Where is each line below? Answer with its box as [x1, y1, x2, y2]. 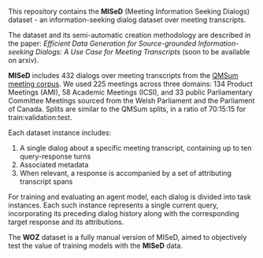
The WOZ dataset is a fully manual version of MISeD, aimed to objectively [8, 233, 247, 241]
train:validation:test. [8, 113, 72, 122]
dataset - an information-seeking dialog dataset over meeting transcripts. [8, 15, 246, 24]
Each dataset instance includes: [8, 128, 112, 137]
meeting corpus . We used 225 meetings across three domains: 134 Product [8, 79, 254, 88]
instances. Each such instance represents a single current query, [8, 200, 219, 210]
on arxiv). [8, 55, 39, 65]
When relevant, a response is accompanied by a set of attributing [19, 169, 232, 178]
